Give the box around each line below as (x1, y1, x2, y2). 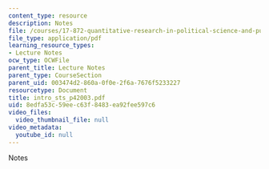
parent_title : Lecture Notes (8, 64, 106, 72)
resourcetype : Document (8, 86, 88, 95)
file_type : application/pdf (8, 34, 102, 42)
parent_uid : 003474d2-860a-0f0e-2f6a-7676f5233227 (8, 78, 181, 87)
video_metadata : (8, 123, 62, 131)
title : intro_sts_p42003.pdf (8, 94, 106, 102)
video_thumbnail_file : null (15, 116, 110, 124)
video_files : (8, 109, 52, 117)
